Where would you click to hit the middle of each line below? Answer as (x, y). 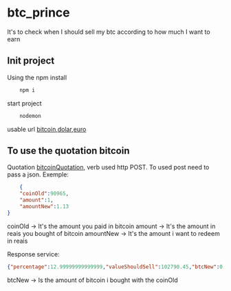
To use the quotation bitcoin (68, 151)
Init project (31, 61)
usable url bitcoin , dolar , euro (47, 129)
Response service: (33, 254)
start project (25, 103)
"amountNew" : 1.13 (44, 206)
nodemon (30, 116)
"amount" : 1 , (36, 200)
